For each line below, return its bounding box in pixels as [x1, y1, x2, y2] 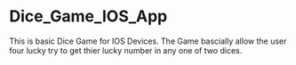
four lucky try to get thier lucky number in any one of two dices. [9, 45, 243, 55]
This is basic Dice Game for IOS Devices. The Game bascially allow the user [9, 36, 287, 46]
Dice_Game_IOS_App [9, 6, 168, 27]
